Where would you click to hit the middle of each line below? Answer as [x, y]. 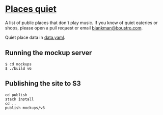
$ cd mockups [18, 64]
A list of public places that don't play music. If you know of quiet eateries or [81, 23]
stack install [20, 99]
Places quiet [31, 9]
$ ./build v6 [18, 68]
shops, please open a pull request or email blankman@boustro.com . [74, 28]
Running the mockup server [49, 53]
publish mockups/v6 [25, 108]
